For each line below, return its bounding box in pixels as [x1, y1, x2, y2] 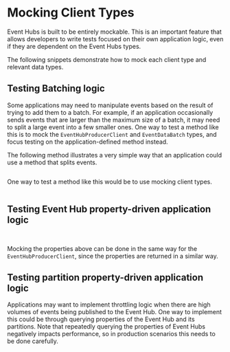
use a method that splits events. [7, 158, 97, 166]
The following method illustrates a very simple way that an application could [7, 151, 222, 159]
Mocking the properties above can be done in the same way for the [7, 244, 198, 252]
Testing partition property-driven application [7, 272, 204, 283]
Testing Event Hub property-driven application [7, 203, 211, 215]
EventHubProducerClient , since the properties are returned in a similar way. [7, 252, 218, 260]
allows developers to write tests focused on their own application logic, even [7, 34, 224, 43]
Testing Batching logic [7, 82, 105, 94]
